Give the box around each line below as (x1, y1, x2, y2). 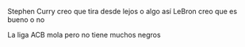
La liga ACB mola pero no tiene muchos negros (7, 31, 161, 39)
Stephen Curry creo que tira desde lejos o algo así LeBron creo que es (7, 7, 238, 16)
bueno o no (7, 15, 45, 24)
